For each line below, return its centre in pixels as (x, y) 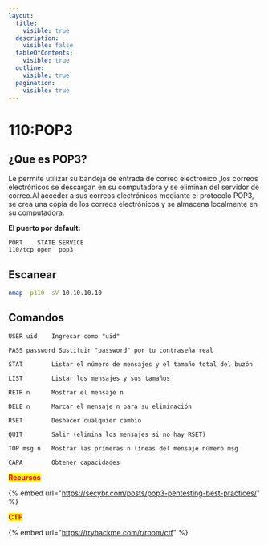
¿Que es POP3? (48, 159)
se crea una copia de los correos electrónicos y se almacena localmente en (133, 204)
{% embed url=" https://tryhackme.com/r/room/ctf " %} (98, 532)
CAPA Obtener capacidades (64, 462)
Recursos (25, 477)
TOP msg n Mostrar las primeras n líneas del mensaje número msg (124, 448)
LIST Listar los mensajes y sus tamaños (89, 378)
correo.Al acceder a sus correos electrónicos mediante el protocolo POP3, (131, 196)
